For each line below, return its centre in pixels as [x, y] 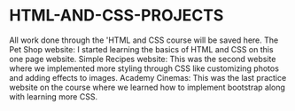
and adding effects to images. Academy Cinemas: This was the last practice [148, 77]
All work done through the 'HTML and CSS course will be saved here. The [144, 40]
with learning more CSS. [54, 96]
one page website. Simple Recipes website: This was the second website [143, 59]
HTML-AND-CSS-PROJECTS [116, 16]
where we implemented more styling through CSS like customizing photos [144, 68]
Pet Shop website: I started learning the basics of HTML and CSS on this [141, 49]
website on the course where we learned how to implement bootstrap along [147, 87]
